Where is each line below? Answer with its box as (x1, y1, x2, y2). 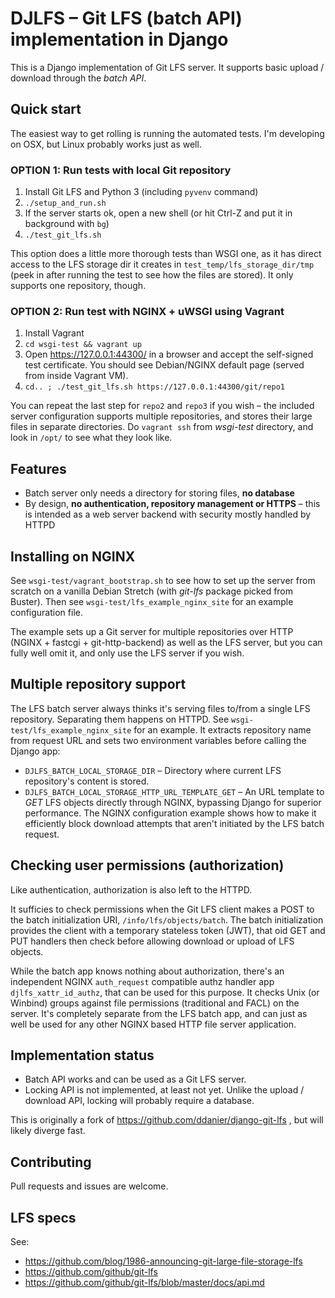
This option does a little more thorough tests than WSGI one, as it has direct (10, 248, 322, 260)
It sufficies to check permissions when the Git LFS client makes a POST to (10, 903, 315, 915)
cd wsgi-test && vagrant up (24, 340, 142, 350)
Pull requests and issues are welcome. (10, 1180, 169, 1192)
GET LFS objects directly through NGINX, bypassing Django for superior (24, 796, 322, 808)
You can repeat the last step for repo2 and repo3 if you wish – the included (10, 400, 315, 412)
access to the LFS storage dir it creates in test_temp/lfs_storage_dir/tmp (10, 258, 315, 271)
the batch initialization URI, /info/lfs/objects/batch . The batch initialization (10, 913, 324, 926)
